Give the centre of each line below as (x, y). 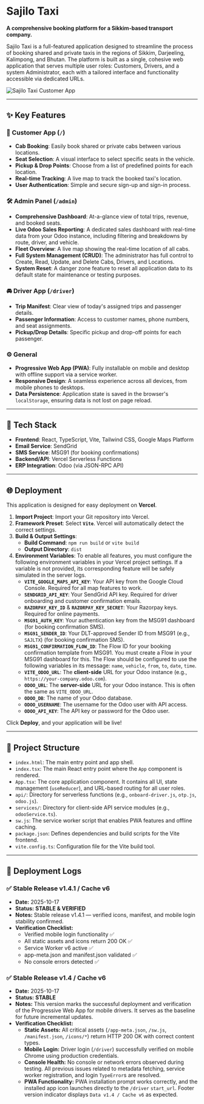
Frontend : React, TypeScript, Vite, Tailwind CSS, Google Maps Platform (104, 440)
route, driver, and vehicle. (47, 242)
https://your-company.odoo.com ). (66, 679)
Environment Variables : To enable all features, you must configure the (104, 556)
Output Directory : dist (53, 549)
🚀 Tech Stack (32, 425)
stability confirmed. (39, 921)
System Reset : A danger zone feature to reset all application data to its (104, 268)
